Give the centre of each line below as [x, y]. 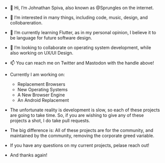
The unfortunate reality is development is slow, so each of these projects [85, 110]
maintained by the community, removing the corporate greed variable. [82, 136]
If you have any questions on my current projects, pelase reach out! [79, 145]
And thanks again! [28, 155]
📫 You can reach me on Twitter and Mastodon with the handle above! [82, 63]
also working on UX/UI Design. [41, 53]
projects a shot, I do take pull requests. [50, 121]
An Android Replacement [43, 100]
